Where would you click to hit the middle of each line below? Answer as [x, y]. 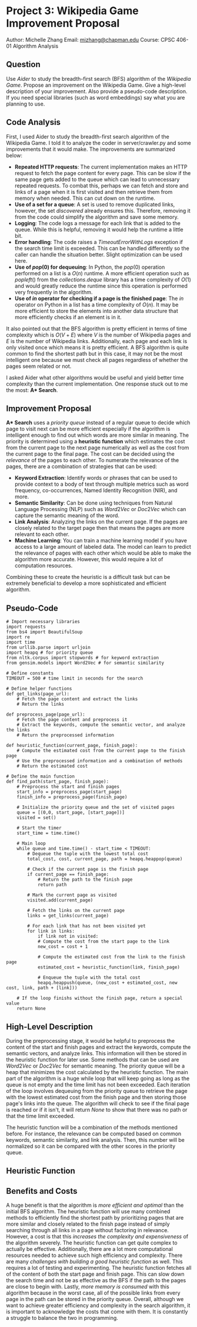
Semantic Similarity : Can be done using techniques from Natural [93, 503]
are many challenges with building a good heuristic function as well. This [95, 1262]
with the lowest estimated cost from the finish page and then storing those [96, 1097]
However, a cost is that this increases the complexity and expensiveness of [97, 1237]
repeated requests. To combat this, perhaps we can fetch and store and [101, 185]
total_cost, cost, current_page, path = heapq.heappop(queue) [105, 859]
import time [21, 643]
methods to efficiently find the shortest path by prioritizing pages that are [95, 1218]
